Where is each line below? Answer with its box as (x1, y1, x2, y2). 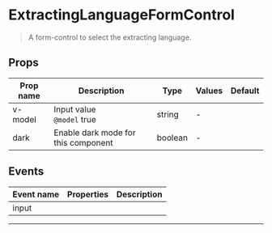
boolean (156, 132, 189, 143)
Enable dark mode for (53, 127, 136, 138)
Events (8, 164, 45, 179)
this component (53, 137, 113, 148)
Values (195, 85, 223, 96)
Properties (67, 189, 109, 200)
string (156, 108, 180, 120)
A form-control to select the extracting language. (28, 32, 192, 42)
